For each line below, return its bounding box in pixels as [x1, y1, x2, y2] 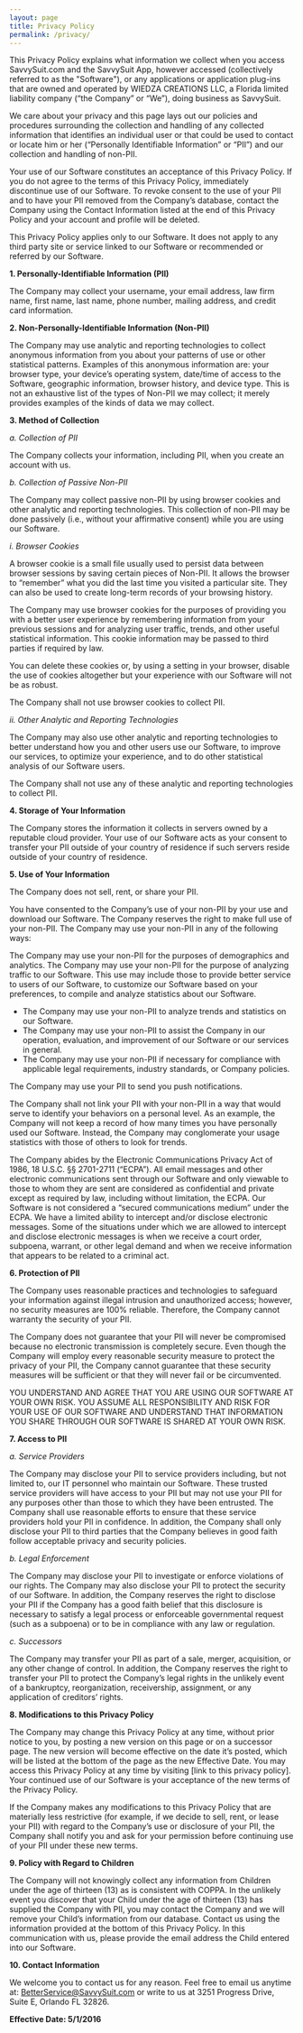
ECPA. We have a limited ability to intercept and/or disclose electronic [9, 1212, 269, 1223]
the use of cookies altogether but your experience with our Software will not [9, 670, 292, 681]
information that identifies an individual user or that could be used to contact [9, 130, 294, 141]
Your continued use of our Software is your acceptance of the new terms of [9, 1775, 290, 1786]
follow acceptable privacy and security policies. [9, 1536, 187, 1547]
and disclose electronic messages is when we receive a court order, [9, 1231, 262, 1242]
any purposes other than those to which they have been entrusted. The [9, 1497, 274, 1508]
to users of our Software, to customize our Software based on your [9, 979, 259, 990]
